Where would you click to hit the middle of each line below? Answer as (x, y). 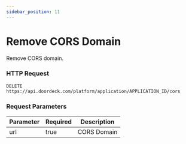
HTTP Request (28, 74)
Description (97, 122)
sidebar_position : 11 (33, 12)
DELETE (14, 86)
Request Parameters (36, 106)
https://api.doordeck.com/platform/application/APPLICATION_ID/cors (93, 91)
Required (58, 122)
